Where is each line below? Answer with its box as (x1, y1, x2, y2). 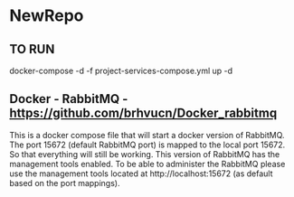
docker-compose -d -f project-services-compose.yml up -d (9, 65, 233, 76)
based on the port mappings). (9, 177, 120, 188)
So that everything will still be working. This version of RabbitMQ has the (9, 148, 280, 159)
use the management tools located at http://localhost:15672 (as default (9, 168, 273, 179)
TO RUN (9, 42, 55, 57)
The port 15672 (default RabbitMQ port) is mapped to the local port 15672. (9, 139, 286, 150)
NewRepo (9, 5, 84, 26)
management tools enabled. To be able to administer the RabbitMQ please (9, 158, 286, 169)
